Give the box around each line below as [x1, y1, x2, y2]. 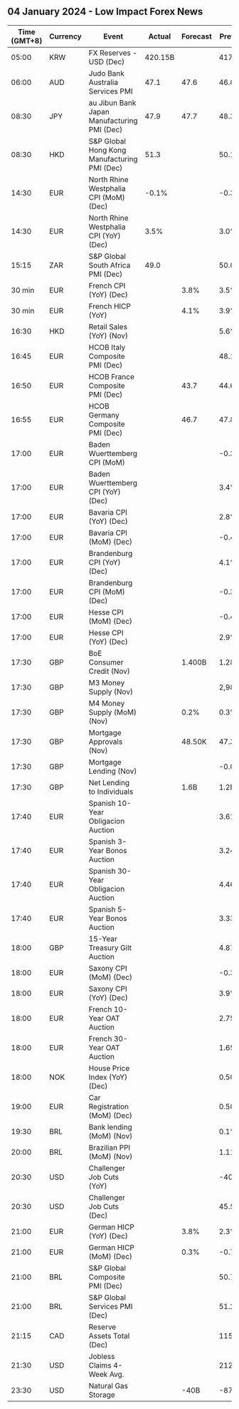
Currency [48, 31, 82, 41]
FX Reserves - [88, 48, 137, 58]
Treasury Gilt [88, 942, 132, 952]
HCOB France [88, 371, 135, 381]
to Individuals [88, 787, 134, 797]
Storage [88, 1390, 115, 1400]
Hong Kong [88, 145, 127, 155]
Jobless [88, 1351, 115, 1361]
